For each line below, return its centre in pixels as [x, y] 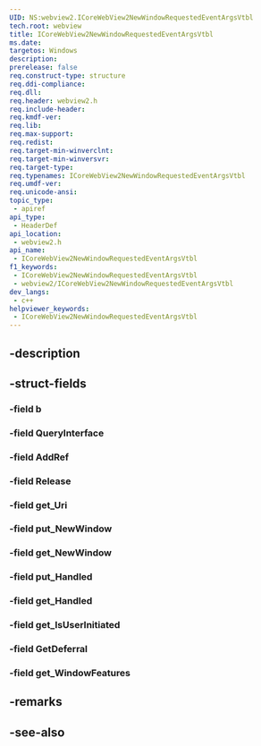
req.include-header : [48, 109]
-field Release [40, 481]
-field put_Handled [51, 577]
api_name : [28, 250]
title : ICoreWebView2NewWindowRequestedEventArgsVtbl [112, 34]
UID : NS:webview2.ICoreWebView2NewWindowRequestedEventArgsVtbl [131, 17]
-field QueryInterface [57, 433]
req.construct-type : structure [67, 76]
